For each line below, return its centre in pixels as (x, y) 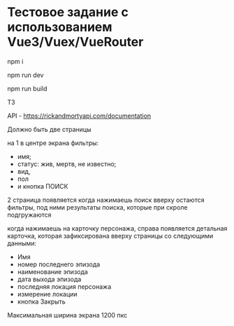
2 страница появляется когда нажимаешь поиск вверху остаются (106, 200)
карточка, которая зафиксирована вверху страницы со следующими (110, 236)
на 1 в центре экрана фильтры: (53, 143)
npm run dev (25, 75)
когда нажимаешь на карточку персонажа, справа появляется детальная (117, 228)
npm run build (27, 88)
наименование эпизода (53, 271)
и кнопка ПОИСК (43, 186)
